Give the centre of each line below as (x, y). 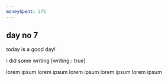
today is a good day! (31, 49)
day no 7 (22, 36)
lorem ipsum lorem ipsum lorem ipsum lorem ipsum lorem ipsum (84, 72)
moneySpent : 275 (26, 11)
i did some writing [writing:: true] (46, 61)
